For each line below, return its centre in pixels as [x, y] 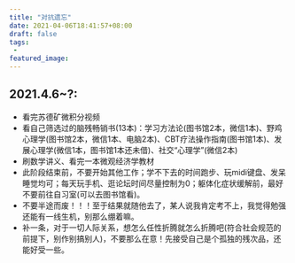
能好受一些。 [45, 250]
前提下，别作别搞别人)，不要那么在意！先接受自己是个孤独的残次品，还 [151, 238]
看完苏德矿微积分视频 [61, 117]
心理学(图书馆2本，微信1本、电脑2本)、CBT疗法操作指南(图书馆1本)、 [148, 139]
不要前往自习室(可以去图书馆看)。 [83, 194]
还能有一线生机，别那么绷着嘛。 [80, 216]
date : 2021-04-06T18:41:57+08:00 [71, 26]
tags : [19, 42]
